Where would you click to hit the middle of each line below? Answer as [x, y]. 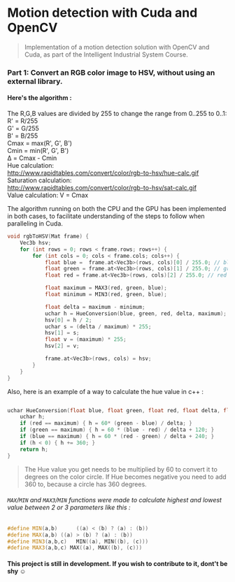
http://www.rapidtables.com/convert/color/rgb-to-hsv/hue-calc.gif [103, 173]
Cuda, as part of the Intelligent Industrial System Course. [106, 54]
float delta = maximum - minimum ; [95, 307]
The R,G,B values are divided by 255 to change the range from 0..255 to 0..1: [117, 114]
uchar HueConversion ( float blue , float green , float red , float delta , [114, 410]
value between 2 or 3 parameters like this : [69, 507]
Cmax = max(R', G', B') [40, 143]
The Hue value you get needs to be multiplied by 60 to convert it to [121, 469]
